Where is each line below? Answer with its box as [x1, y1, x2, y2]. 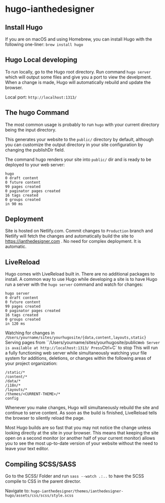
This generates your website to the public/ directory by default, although [5, 136, 154, 142]
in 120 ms [5, 321, 26, 326]
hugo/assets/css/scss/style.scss [5, 493, 74, 498]
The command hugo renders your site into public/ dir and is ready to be [5, 156, 152, 162]
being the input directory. [5, 127, 57, 133]
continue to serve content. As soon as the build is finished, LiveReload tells [5, 410, 157, 416]
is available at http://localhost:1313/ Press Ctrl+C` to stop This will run [5, 345, 158, 351]
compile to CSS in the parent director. [5, 478, 81, 484]
